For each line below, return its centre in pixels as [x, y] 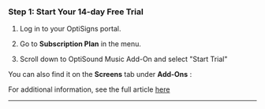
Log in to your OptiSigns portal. [70, 29]
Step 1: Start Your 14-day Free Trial [76, 12]
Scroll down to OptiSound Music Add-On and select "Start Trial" [123, 59]
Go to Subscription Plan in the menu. [80, 44]
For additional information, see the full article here [89, 89]
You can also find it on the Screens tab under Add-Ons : [100, 74]
